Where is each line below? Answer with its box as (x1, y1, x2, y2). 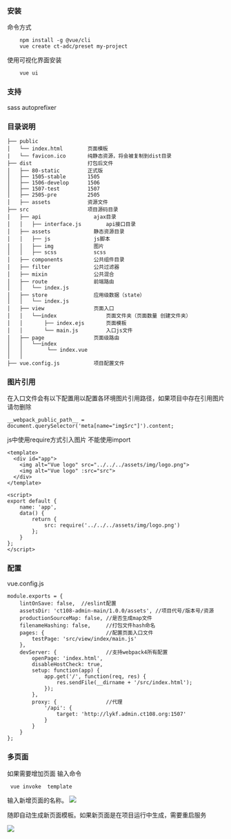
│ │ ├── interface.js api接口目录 (7, 220, 137, 227)
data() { (19, 510, 45, 517)
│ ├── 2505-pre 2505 (7, 191, 100, 198)
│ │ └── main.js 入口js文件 (7, 327, 133, 334)
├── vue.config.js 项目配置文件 (7, 359, 125, 367)
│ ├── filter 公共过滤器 (7, 263, 119, 270)
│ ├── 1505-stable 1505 (7, 173, 100, 180)
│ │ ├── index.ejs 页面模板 (7, 319, 127, 326)
